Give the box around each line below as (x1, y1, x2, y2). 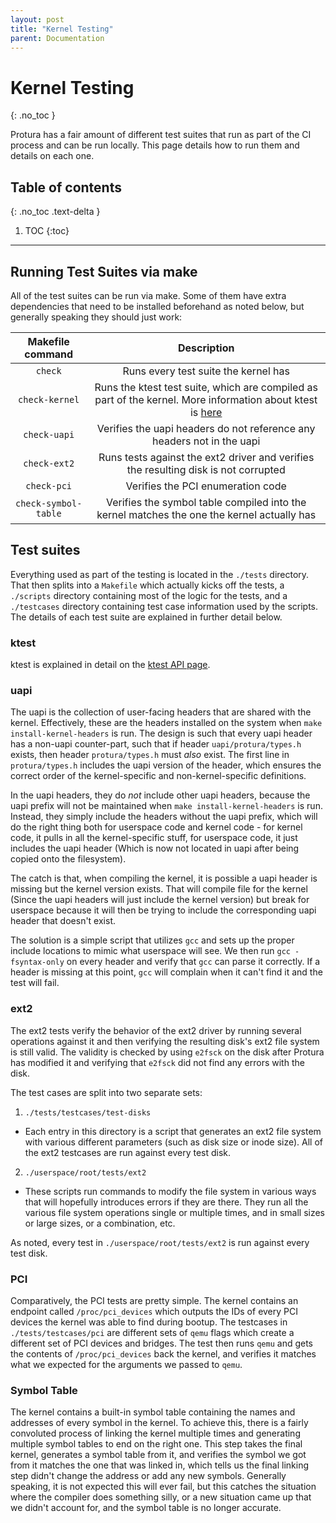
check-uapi (23, 429, 75, 440)
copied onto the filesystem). (10, 853, 127, 865)
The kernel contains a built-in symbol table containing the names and (10, 1406, 296, 1418)
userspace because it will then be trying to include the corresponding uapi (10, 904, 317, 916)
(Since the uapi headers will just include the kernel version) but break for (10, 894, 310, 906)
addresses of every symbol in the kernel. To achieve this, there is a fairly (10, 1417, 309, 1429)
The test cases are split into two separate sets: (10, 1086, 203, 1098)
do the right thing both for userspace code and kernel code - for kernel (10, 821, 303, 833)
